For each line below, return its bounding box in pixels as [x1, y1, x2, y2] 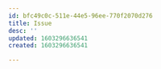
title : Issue [8, 19, 52, 27]
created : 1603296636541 [8, 42, 89, 50]
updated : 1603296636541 [8, 34, 89, 43]
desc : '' [8, 26, 38, 34]
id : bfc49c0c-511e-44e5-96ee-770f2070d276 [8, 11, 153, 20]
